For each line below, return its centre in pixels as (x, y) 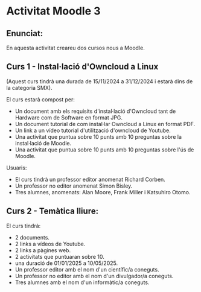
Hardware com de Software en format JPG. (69, 117)
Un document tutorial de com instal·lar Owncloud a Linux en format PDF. (105, 124)
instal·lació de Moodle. (43, 143)
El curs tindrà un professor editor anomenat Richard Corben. (90, 179)
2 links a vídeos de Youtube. (50, 244)
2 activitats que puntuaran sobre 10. (59, 256)
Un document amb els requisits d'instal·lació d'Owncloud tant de (95, 111)
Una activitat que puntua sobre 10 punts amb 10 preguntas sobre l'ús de (104, 150)
